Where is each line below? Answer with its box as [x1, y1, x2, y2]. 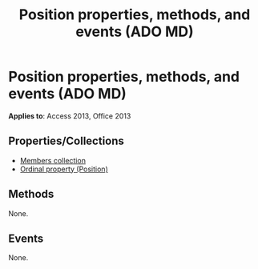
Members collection [19, 155, 87, 165]
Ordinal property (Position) [19, 164, 108, 174]
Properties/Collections [8, 134, 124, 148]
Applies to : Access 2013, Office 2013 [8, 110, 131, 121]
